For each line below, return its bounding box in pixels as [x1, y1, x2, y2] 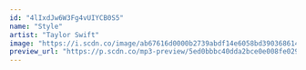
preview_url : [9, 47, 59, 56]
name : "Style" [9, 22, 64, 31]
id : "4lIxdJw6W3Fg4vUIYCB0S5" [9, 13, 125, 23]
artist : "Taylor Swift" [9, 30, 100, 39]
